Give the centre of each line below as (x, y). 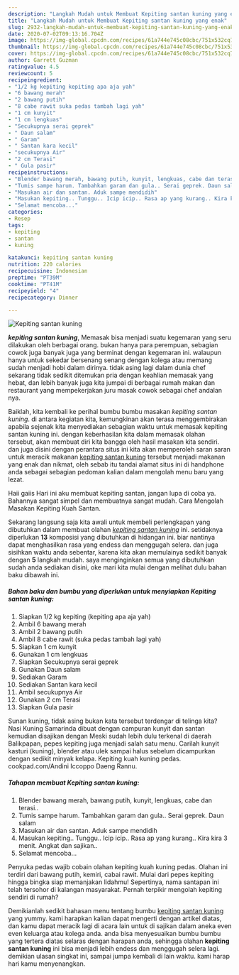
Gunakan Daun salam (49, 670)
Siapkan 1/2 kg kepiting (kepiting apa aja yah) (84, 617)
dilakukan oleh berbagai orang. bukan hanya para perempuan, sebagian (113, 345)
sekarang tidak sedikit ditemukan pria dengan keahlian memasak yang (111, 375)
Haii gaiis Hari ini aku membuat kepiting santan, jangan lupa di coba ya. (112, 494)
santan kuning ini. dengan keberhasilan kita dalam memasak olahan (107, 435)
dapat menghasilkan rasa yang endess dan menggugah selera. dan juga (113, 545)
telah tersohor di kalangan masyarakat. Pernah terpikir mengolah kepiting (115, 890)
